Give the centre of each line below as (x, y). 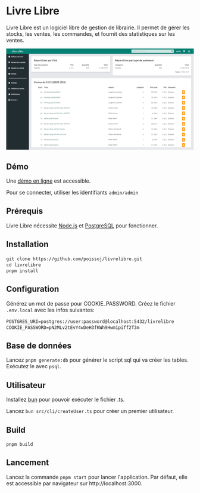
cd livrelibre (24, 265)
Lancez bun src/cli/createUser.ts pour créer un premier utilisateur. (90, 411)
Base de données (39, 345)
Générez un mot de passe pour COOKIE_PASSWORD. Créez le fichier (91, 303)
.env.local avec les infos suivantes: (50, 310)
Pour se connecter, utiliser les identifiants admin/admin (72, 193)
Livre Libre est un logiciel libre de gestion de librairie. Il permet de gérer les (98, 27)
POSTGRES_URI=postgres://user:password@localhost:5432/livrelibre (90, 321)
